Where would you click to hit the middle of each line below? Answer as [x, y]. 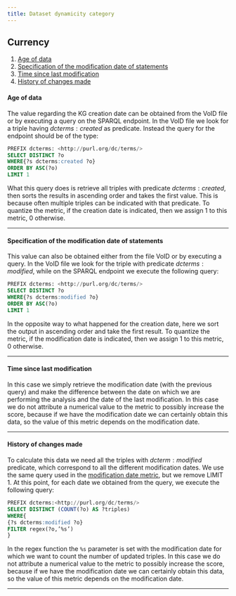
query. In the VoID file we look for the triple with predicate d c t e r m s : [105, 264]
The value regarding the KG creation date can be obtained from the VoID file [118, 113]
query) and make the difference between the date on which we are [104, 391]
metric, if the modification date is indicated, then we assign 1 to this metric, [116, 339]
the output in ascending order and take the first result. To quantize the [109, 331]
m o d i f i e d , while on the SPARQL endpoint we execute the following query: [113, 271]
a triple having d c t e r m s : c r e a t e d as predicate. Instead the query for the [111, 128]
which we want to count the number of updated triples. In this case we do [114, 557]
